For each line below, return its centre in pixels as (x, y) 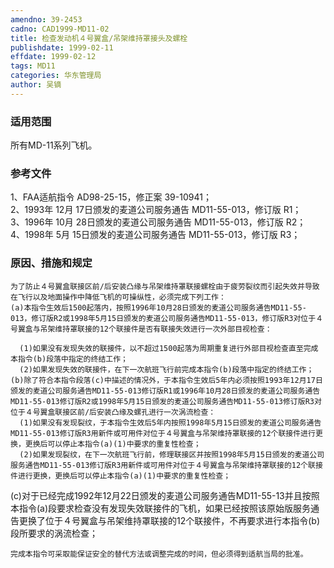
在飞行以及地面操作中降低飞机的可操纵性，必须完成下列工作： (118, 297)
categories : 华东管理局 (56, 76)
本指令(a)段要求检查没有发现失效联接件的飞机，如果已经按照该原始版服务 (161, 508)
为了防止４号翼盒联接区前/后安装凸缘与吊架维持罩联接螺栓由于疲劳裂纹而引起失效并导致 (165, 286)
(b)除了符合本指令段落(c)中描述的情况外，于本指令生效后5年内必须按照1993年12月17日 (166, 380)
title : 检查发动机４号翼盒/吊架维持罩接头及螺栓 (99, 38)
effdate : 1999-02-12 (53, 57)
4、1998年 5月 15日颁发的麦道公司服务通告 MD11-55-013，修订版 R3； (155, 235)
